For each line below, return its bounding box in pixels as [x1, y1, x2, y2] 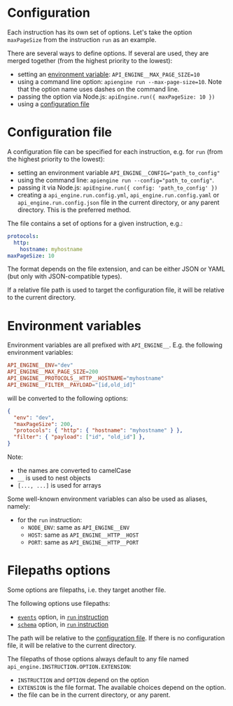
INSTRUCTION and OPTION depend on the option [17, 676, 149, 684]
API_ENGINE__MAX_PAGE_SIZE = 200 [7, 369, 99, 376]
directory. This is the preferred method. [17, 205, 132, 214]
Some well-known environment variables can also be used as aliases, [7, 495, 208, 503]
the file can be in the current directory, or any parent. [17, 691, 171, 699]
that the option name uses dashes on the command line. [17, 85, 180, 93]
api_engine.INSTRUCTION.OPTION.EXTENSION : [7, 663, 132, 670]
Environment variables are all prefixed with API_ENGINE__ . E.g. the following [7, 341, 223, 349]
